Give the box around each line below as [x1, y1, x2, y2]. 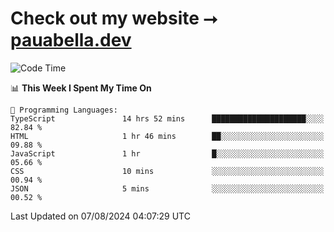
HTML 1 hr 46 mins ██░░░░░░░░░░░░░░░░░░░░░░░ [10, 131, 325, 141]
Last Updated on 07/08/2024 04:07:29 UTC [10, 210, 191, 222]
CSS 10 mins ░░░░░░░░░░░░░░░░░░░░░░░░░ [10, 166, 325, 176]
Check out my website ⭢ [10, 7, 218, 30]
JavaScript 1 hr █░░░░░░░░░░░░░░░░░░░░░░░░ [10, 148, 325, 159]
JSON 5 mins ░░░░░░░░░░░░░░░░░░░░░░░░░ [10, 183, 325, 194]
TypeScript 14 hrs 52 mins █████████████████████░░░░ [10, 113, 325, 124]
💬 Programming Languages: [10, 105, 118, 115]
